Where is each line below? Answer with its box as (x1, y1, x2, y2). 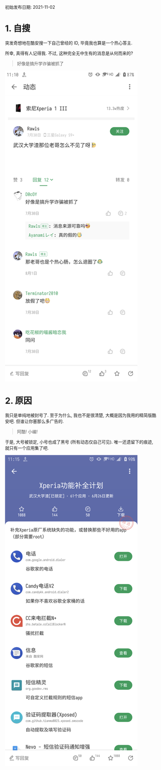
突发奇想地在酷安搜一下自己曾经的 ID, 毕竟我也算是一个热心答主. (5, 40, 133, 46)
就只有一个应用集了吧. (5, 445, 49, 451)
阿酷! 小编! (16, 429, 38, 435)
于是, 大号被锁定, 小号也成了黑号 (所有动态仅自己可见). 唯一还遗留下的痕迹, (5, 439, 154, 445)
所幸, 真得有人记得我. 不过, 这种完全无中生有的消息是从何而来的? (5, 50, 133, 56)
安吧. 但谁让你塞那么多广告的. (5, 418, 64, 424)
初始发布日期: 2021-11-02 (5, 4, 56, 10)
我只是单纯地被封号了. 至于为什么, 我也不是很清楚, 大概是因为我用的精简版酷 (5, 412, 156, 418)
